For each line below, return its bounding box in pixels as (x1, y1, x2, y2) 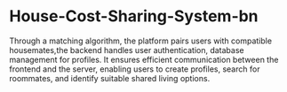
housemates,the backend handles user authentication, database (9, 44, 244, 55)
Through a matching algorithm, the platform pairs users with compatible (9, 35, 273, 46)
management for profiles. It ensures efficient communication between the (9, 54, 279, 65)
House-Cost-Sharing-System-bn (9, 6, 259, 27)
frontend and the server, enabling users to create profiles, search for (9, 64, 260, 74)
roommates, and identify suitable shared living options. (9, 73, 211, 83)
